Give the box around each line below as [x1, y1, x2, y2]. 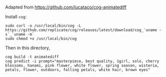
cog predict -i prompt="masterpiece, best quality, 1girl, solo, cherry [5, 59, 160, 64]
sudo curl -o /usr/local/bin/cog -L [5, 23, 81, 28]
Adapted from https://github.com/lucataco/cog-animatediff [5, 4, 127, 10]
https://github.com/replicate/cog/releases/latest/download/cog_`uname [5, 28, 157, 33]
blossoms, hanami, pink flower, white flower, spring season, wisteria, [5, 63, 160, 68]
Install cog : [5, 14, 27, 19]
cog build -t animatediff [5, 54, 59, 59]
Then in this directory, [5, 45, 50, 51]
